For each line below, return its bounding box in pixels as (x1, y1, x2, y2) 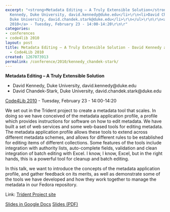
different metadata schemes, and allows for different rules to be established (5, 134, 163, 140)
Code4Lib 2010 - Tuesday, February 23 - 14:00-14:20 (5, 98, 117, 104)
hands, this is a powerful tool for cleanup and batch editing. (5, 156, 130, 162)
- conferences (5, 31, 35, 36)
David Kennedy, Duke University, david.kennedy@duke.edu (12, 83, 137, 89)
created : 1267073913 (5, 54, 49, 60)
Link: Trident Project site (5, 191, 56, 197)
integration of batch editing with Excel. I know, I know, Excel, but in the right (5, 150, 163, 156)
